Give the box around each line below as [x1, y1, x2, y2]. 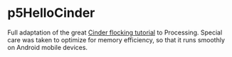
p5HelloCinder [7, 5, 95, 21]
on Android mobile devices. [7, 43, 88, 51]
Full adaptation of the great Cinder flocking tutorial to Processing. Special [7, 28, 223, 37]
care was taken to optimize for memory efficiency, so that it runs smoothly [7, 35, 226, 44]
